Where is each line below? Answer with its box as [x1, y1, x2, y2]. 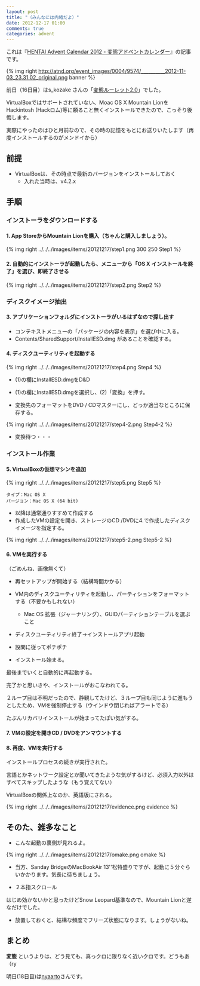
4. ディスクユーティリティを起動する [6, 350, 96, 357]
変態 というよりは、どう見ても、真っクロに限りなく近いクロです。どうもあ [6, 953, 190, 960]
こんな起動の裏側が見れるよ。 [14, 839, 88, 846]
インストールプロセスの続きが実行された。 [6, 758, 111, 765]
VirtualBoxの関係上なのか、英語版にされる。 [6, 791, 115, 798]
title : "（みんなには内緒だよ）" [6, 14, 79, 20]
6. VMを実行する [6, 550, 48, 558]
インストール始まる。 [14, 656, 67, 663]
